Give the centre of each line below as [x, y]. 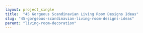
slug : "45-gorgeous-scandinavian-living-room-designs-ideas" [70, 18]
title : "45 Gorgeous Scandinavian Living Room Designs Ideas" [72, 14]
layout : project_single [30, 9]
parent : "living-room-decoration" [41, 23]
